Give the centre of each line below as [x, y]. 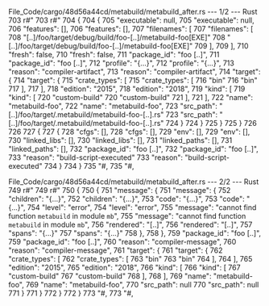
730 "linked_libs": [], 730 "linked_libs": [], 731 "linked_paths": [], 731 [120, 140]
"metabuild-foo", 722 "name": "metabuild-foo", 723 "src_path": [113, 106]
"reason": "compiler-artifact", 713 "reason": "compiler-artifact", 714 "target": [134, 71]
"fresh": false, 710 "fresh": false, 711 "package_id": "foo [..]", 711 [114, 54]
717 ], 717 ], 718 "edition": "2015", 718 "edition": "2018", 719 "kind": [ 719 [127, 89]
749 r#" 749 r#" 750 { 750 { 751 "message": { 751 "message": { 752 [120, 190]
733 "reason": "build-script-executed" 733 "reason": [96, 157]
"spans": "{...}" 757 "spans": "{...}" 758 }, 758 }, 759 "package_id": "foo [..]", [135, 233]
